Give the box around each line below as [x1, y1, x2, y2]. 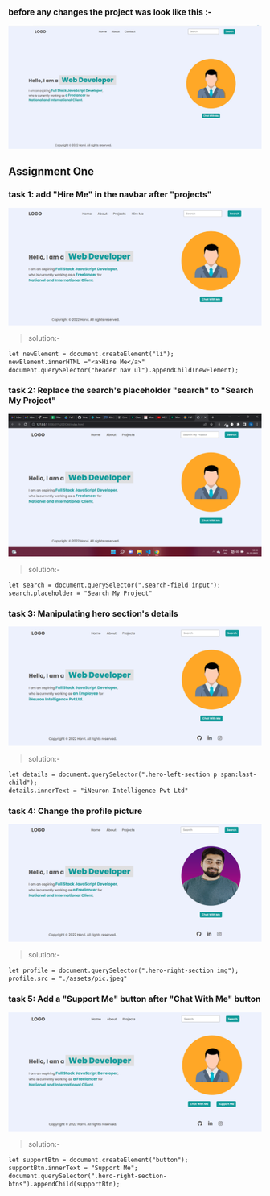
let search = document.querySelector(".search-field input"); [8, 581, 221, 590]
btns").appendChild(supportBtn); [8, 1180, 121, 1188]
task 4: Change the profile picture [8, 805, 143, 816]
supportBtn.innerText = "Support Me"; [8, 1164, 138, 1172]
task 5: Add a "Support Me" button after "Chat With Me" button [8, 994, 261, 1005]
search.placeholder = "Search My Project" [8, 589, 153, 598]
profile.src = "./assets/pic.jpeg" [8, 974, 128, 983]
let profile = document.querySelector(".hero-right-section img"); [8, 966, 239, 975]
